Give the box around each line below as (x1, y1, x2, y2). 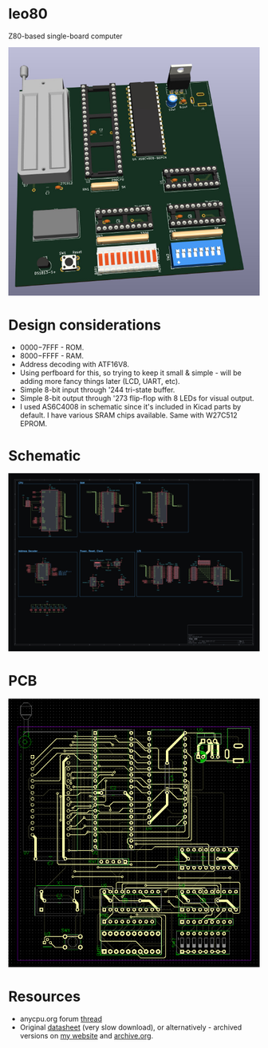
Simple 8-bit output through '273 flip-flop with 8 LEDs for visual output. (19, 393, 254, 403)
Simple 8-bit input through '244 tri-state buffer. (19, 385, 175, 394)
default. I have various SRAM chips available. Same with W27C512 (19, 410, 238, 420)
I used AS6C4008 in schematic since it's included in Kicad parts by (19, 401, 242, 411)
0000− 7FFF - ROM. (19, 342, 85, 352)
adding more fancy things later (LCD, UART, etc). (19, 376, 181, 386)
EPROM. (19, 418, 48, 428)
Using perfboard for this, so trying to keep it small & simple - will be (19, 368, 242, 378)
